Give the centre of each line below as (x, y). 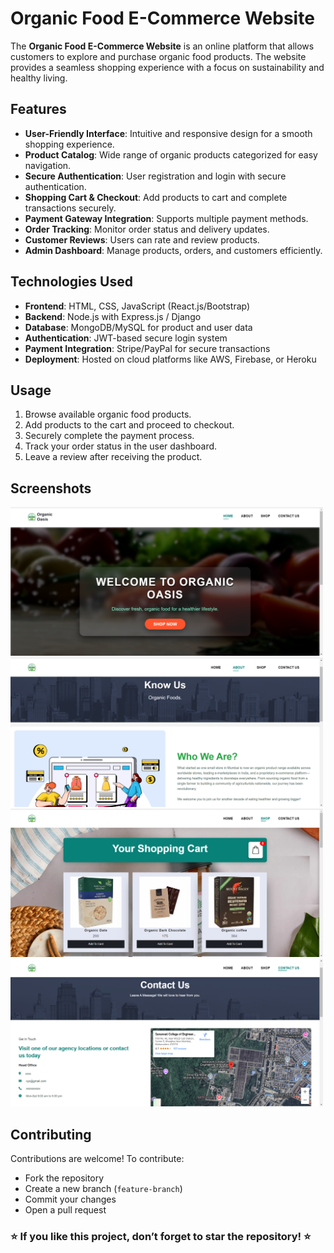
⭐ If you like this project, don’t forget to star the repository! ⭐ (161, 1237)
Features (38, 109)
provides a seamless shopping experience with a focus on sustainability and (167, 67)
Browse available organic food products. (108, 414)
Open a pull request (65, 1210)
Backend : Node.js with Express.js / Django (113, 316)
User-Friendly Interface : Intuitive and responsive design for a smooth (168, 133)
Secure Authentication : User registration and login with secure (155, 176)
